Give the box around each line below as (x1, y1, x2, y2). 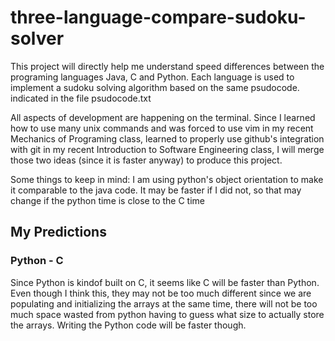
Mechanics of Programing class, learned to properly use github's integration (10, 132, 325, 145)
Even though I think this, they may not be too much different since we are (10, 287, 312, 299)
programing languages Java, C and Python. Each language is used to (10, 71, 295, 83)
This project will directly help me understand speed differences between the (10, 60, 325, 72)
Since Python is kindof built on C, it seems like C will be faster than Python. (10, 276, 320, 288)
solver (10, 27, 65, 50)
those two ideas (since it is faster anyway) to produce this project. (10, 154, 283, 166)
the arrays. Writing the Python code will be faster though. (10, 319, 247, 331)
